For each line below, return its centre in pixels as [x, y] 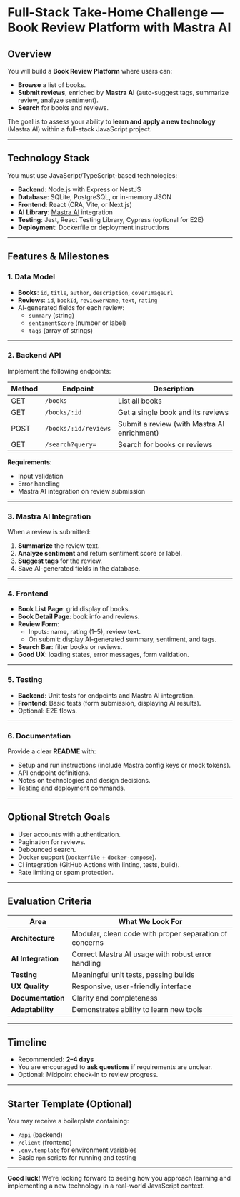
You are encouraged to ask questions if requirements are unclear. [115, 1067]
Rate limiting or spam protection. [66, 872]
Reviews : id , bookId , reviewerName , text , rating [87, 300]
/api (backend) [40, 1135]
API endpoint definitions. [54, 773]
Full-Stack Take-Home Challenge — [115, 12]
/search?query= [71, 444]
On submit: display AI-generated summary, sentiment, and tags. [122, 639]
